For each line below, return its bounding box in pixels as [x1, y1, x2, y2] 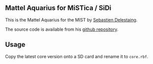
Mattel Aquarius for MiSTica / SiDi [5, 4, 112, 12]
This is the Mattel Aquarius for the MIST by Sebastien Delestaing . [5, 17, 138, 22]
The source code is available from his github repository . [5, 26, 118, 32]
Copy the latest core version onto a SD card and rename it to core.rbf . [5, 53, 149, 59]
